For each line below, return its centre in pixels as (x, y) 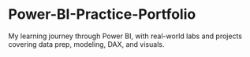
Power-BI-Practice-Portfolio (102, 14)
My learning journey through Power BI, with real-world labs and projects (125, 36)
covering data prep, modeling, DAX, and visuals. (86, 44)
